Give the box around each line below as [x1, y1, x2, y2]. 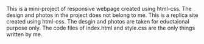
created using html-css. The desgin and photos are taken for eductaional [6, 18, 190, 25]
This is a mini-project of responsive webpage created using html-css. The [6, 5, 192, 12]
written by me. [6, 31, 43, 38]
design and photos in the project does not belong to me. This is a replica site [6, 11, 199, 19]
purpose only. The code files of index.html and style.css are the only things [6, 24, 195, 31]
